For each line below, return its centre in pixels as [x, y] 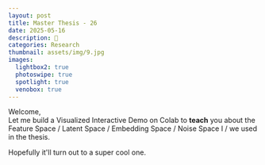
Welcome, [25, 112]
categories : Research [44, 45]
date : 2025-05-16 [37, 30]
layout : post [30, 15]
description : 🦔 [33, 38]
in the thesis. [29, 137]
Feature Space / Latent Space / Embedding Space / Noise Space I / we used [133, 129]
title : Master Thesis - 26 [53, 23]
